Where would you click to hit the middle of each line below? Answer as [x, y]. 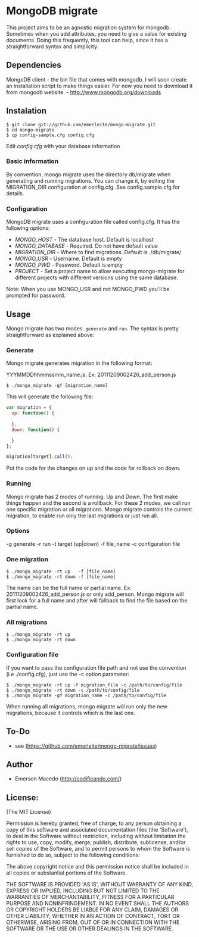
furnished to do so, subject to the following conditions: [73, 855]
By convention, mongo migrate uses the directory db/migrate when [88, 174]
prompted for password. [36, 295]
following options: [28, 228]
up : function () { [33, 413]
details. [15, 193]
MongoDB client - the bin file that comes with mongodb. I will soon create [97, 79]
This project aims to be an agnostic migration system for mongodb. [88, 27]
